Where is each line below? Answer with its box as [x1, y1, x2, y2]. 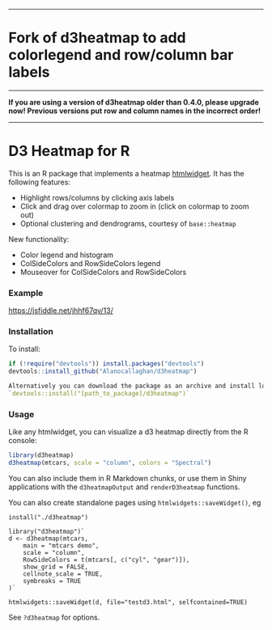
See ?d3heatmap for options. [8, 612, 100, 623]
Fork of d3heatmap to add [8, 29, 186, 47]
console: [8, 436, 38, 446]
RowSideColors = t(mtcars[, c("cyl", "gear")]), [23, 556, 190, 564]
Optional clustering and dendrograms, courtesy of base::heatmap [19, 218, 236, 228]
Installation [8, 326, 54, 337]
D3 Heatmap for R [8, 142, 130, 160]
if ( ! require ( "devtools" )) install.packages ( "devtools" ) [8, 360, 205, 368]
